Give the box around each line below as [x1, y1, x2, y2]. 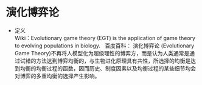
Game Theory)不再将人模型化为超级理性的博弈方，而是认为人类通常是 [14, 49, 190, 56]
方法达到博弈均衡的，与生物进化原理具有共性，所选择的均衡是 [35, 57, 191, 64]
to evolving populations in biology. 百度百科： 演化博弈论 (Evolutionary [14, 42, 195, 49]
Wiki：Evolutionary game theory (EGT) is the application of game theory [14, 34, 196, 41]
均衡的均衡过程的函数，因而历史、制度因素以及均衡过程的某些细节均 [19, 64, 191, 72]
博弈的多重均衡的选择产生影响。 [19, 72, 100, 80]
